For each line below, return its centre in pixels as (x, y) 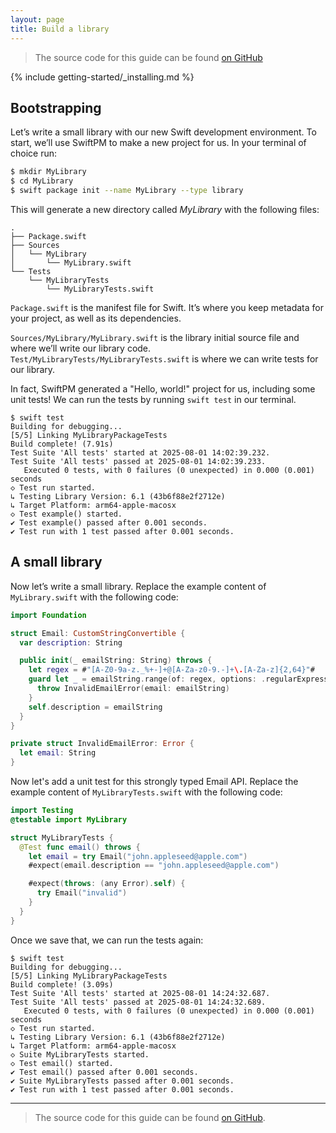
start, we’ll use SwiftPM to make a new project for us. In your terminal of (158, 143)
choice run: (34, 153)
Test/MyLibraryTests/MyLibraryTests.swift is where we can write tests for (164, 358)
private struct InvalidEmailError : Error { (102, 744)
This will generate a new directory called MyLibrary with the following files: (165, 209)
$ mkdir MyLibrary (48, 172)
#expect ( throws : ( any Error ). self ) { (107, 884)
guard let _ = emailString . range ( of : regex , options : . (147, 679)
